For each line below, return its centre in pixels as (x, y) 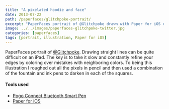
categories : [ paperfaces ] (32, 33)
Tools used (17, 84)
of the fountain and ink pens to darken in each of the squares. (69, 73)
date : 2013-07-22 (23, 14)
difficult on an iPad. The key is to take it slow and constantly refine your (79, 57)
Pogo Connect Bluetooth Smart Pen (49, 96)
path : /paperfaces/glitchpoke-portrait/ (48, 19)
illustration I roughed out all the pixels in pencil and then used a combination (84, 67)
